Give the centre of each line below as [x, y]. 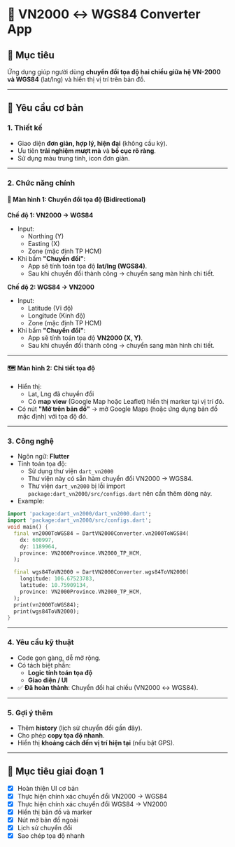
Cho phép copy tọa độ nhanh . [61, 735]
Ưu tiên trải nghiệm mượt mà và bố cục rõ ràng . [86, 151]
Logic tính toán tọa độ [60, 672]
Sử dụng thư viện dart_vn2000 [71, 471]
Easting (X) [44, 243]
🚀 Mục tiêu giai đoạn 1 [56, 772]
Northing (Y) [46, 236]
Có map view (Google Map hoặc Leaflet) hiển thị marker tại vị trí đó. [126, 402]
